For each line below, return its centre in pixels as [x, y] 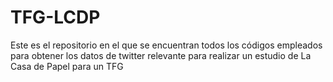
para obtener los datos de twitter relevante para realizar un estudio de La [161, 55]
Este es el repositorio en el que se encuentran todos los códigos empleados [166, 45]
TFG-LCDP [55, 17]
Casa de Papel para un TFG [67, 66]
